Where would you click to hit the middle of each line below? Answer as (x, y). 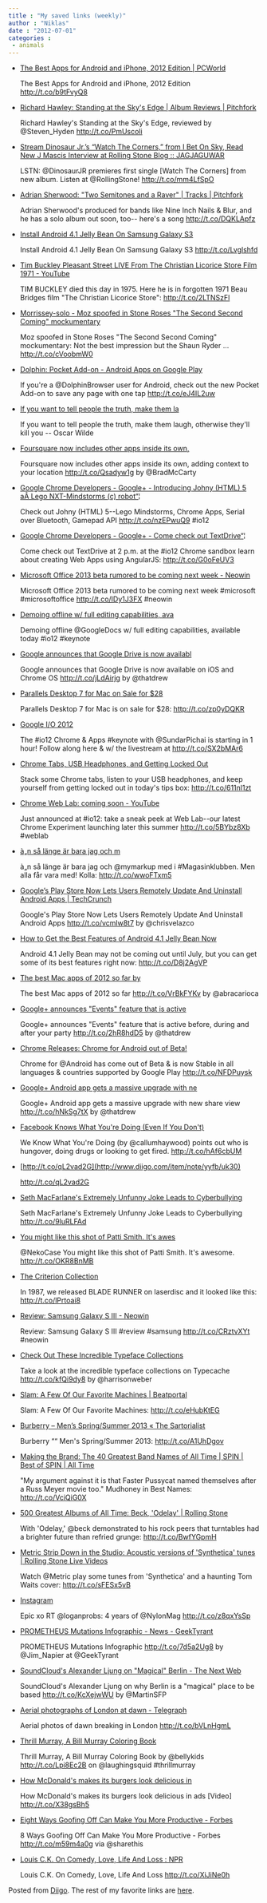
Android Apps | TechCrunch (66, 899)
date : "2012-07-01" (43, 30)
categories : (30, 38)
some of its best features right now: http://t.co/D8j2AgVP (114, 962)
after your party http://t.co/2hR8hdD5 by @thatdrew (105, 1033)
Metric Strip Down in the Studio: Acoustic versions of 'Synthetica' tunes (137, 1552)
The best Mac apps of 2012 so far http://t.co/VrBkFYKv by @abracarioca (139, 993)
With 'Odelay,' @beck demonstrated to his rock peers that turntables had (139, 1528)
